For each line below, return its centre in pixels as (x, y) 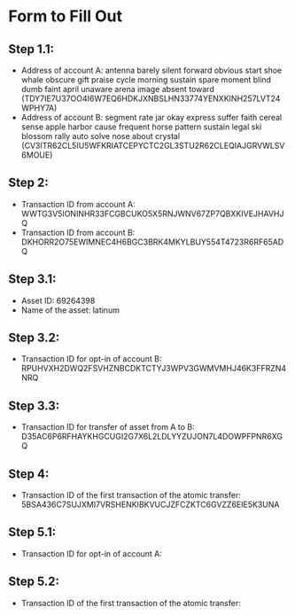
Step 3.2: (34, 338)
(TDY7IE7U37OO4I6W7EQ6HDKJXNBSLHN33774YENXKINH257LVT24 (151, 98)
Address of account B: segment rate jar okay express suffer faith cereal (151, 117)
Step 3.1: (32, 280)
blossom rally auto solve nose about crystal (101, 136)
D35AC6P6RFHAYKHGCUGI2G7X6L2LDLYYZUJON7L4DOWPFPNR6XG (151, 437)
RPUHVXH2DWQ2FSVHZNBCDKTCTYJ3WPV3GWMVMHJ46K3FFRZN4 (154, 369)
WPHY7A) (39, 108)
